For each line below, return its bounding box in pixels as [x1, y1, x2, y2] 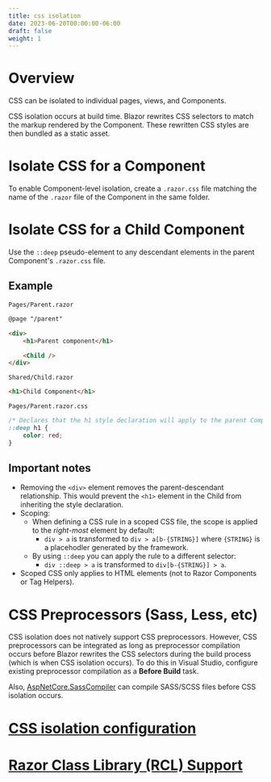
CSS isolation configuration [8, 719, 197, 738]
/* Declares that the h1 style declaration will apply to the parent [8, 417, 248, 425]
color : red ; [23, 431, 63, 439]
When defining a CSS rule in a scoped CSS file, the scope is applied [31, 517, 258, 527]
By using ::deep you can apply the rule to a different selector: [31, 551, 236, 561]
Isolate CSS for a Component [8, 157, 206, 175]
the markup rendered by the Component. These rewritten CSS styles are [8, 120, 249, 130]
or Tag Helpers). [19, 577, 75, 586]
